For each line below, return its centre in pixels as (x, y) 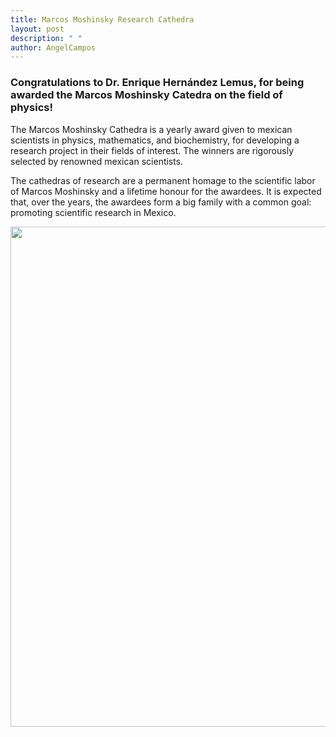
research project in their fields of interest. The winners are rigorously (152, 150)
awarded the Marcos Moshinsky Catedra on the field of (146, 95)
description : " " (46, 38)
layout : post (37, 29)
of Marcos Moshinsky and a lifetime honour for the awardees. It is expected (166, 191)
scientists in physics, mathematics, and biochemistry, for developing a (155, 140)
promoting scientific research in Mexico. (93, 212)
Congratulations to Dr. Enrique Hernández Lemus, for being (157, 83)
